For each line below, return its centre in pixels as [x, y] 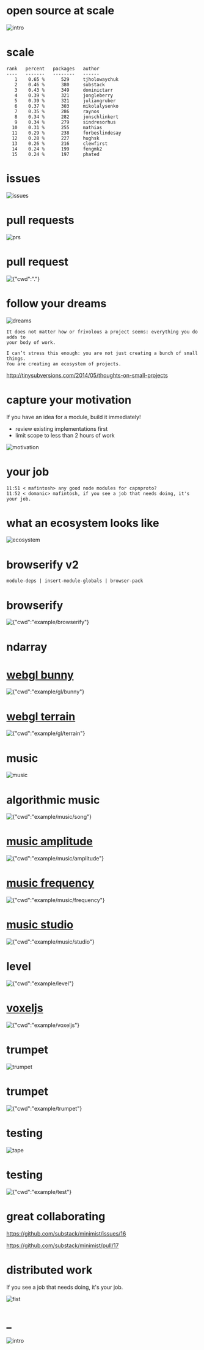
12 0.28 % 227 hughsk [56, 138]
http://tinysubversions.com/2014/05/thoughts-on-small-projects [87, 375]
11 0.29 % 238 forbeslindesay [67, 133]
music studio [40, 925]
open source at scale [60, 11]
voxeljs [25, 1008]
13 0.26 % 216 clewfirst [60, 144]
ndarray [27, 647]
